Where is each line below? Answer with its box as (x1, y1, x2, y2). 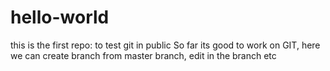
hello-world (10, 6, 110, 29)
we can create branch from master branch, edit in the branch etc (10, 49, 277, 61)
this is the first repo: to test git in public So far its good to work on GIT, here (10, 39, 321, 51)
